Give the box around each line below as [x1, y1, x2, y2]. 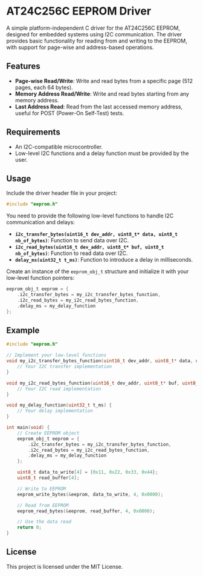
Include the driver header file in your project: [6, 190, 118, 197]
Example [6, 325, 40, 336]
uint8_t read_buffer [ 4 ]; [17, 475, 80, 481]
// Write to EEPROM [17, 486, 66, 492]
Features [6, 61, 40, 71]
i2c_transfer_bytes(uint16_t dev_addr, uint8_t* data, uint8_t [14, 231, 178, 237]
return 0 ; [17, 525, 42, 531]
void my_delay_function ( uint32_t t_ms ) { [6, 402, 112, 408]
